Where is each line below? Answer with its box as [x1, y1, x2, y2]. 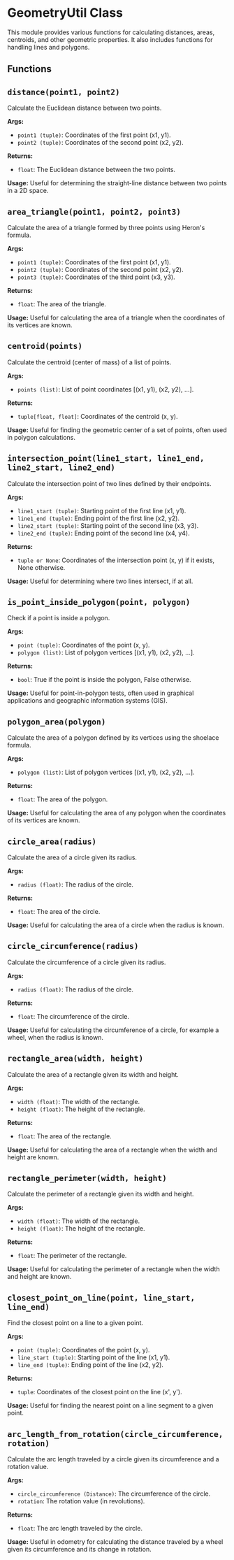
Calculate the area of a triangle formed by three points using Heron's [7, 223, 205, 231]
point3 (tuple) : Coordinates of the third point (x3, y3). [17, 273, 176, 281]
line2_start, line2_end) [7, 463, 116, 473]
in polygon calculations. [7, 433, 75, 441]
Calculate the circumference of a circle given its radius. [7, 958, 166, 966]
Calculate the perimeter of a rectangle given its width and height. [7, 1190, 194, 1198]
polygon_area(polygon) [7, 717, 106, 727]
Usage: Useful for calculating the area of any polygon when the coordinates [7, 809, 226, 817]
